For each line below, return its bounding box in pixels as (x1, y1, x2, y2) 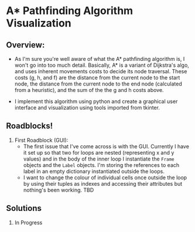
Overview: (6, 40, 45, 50)
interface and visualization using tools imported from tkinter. (14, 104, 160, 111)
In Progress (14, 219, 43, 226)
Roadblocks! (6, 121, 53, 131)
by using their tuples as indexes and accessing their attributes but (23, 180, 183, 187)
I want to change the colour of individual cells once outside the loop (23, 174, 187, 181)
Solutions (6, 203, 42, 213)
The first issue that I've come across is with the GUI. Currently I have (23, 142, 189, 150)
